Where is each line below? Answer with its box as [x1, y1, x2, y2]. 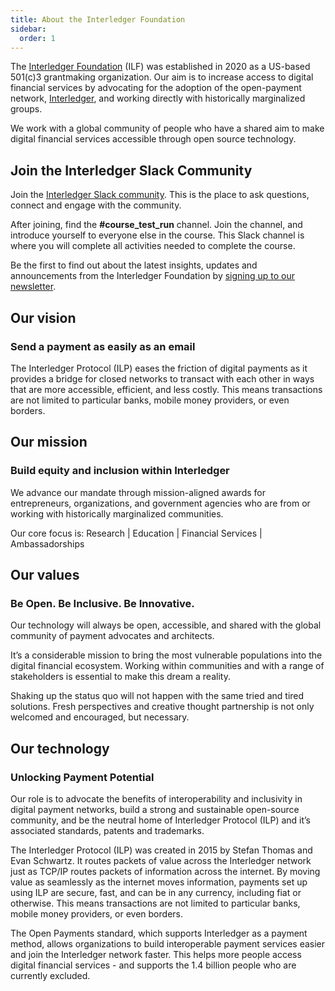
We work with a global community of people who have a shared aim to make [10, 122, 325, 135]
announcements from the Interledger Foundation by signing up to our [10, 270, 296, 282]
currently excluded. [10, 969, 91, 981]
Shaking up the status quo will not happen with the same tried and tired [10, 690, 305, 702]
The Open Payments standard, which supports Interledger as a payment [10, 927, 308, 939]
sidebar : [10, 24, 47, 34]
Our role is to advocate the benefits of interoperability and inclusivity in [10, 792, 303, 805]
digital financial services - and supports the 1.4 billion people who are [10, 959, 297, 971]
